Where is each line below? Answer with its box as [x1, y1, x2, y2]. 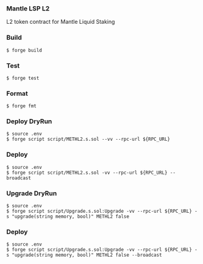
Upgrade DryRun [6, 189, 57, 198]
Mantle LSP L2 [6, 4, 50, 13]
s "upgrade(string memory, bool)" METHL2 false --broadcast [6, 252, 163, 259]
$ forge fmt [6, 103, 37, 109]
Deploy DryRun [6, 117, 52, 126]
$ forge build [6, 47, 43, 53]
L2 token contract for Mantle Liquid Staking [6, 18, 115, 26]
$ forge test [6, 75, 40, 81]
